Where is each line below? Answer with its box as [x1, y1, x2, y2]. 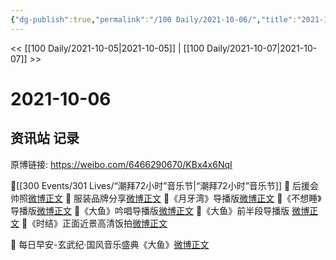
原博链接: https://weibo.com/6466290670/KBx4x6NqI [10, 158, 233, 170]
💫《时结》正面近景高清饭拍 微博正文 [21, 217, 168, 229]
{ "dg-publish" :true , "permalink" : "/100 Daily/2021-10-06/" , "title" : [10, 14, 298, 25]
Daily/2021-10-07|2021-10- [206, 42, 318, 54]
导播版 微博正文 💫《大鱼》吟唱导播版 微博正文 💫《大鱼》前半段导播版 [10, 204, 290, 216]
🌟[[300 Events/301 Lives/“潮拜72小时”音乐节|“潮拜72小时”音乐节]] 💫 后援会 [10, 179, 320, 191]
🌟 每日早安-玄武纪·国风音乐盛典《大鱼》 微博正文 [10, 238, 210, 250]
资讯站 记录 [10, 130, 80, 147]
